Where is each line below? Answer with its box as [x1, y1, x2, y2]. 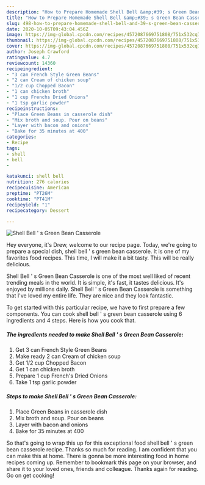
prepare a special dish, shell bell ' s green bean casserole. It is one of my [6, 248, 190, 255]
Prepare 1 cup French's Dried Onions [15, 372, 108, 379]
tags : [6, 145, 20, 151]
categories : [6, 134, 37, 140]
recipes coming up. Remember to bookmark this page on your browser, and [6, 459, 196, 466]
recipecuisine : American [6, 184, 70, 191]
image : [6, 32, 23, 38]
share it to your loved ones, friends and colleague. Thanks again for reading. [6, 465, 198, 473]
